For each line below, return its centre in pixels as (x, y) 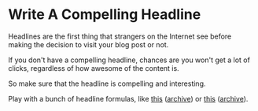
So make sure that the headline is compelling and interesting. (107, 83)
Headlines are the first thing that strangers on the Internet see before (120, 36)
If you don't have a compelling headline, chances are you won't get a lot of (129, 60)
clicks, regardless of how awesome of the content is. (94, 68)
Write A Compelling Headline (105, 15)
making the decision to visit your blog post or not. (88, 44)
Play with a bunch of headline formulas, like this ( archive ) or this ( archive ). (128, 98)
